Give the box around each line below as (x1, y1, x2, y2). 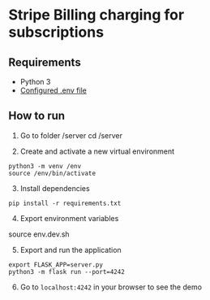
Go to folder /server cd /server (19, 130, 123, 140)
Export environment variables (19, 213, 119, 223)
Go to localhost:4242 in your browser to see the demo (19, 282, 203, 292)
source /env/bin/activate (8, 169, 96, 177)
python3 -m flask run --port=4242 (8, 267, 126, 276)
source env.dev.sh (8, 229, 71, 239)
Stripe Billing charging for (8, 6, 185, 24)
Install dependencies (19, 183, 91, 193)
